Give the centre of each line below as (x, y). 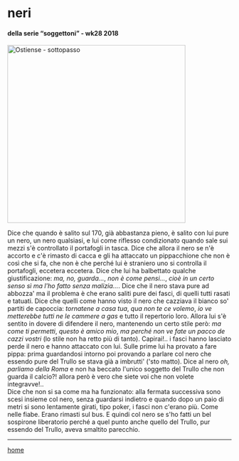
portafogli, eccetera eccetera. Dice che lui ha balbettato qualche (102, 271)
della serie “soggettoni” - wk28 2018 (63, 33)
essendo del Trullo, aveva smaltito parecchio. (74, 430)
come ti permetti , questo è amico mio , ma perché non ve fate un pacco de (116, 332)
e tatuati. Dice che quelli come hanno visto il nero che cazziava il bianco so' (118, 301)
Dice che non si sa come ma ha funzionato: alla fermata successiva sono (114, 392)
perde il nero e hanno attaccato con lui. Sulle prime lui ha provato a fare (112, 346)
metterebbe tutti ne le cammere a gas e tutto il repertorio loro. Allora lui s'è (117, 316)
